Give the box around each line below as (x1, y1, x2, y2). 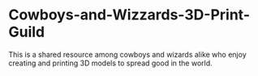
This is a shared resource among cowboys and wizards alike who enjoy (8, 49, 247, 59)
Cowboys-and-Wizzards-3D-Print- (8, 6, 250, 24)
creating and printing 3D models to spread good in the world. (8, 58, 213, 68)
